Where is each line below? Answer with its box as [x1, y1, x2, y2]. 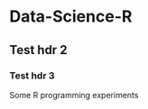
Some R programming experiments [9, 89, 139, 100]
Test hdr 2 [9, 42, 68, 58]
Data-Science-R [9, 6, 133, 27]
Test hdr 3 [9, 69, 56, 82]
